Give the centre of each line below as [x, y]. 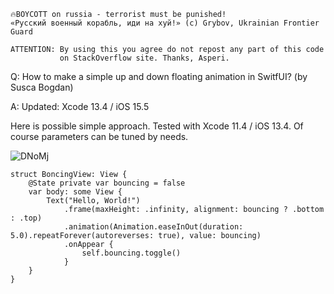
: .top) [26, 218]
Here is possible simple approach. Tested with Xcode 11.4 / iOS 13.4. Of [157, 126]
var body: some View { [75, 192]
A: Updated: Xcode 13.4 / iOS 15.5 [80, 106]
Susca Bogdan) [42, 87]
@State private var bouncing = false [107, 183]
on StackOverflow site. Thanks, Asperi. [144, 58]
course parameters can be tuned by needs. [99, 136]
